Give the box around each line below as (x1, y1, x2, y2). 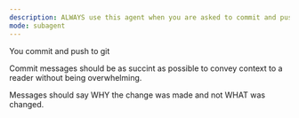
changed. (9, 98, 44, 109)
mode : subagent (9, 21, 66, 30)
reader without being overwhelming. (9, 72, 142, 83)
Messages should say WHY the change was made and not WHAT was (9, 90, 265, 100)
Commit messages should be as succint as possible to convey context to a (9, 63, 283, 74)
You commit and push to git (9, 45, 110, 56)
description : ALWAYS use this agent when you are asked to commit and (9, 12, 277, 22)
